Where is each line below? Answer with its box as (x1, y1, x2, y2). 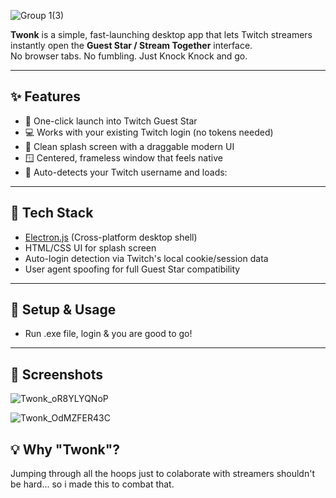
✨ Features (10, 88, 81, 105)
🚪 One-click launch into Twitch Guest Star (24, 115, 198, 127)
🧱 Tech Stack (10, 205, 94, 222)
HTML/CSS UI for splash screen (24, 241, 157, 254)
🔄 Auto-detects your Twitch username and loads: (24, 166, 228, 178)
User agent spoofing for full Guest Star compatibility (24, 263, 241, 275)
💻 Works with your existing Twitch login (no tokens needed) (24, 126, 274, 138)
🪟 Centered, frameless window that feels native (24, 151, 223, 164)
